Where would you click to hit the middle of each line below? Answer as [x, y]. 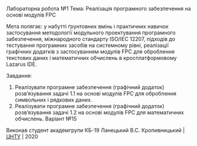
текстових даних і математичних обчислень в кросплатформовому [91, 58]
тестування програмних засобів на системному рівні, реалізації [88, 45]
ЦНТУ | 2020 [22, 137]
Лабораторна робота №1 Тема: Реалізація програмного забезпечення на [99, 9]
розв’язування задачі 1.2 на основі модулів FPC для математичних [99, 112]
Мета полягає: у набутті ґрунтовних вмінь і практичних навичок [88, 26]
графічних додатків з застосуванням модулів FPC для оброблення [90, 52]
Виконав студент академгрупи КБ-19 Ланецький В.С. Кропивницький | [96, 130]
